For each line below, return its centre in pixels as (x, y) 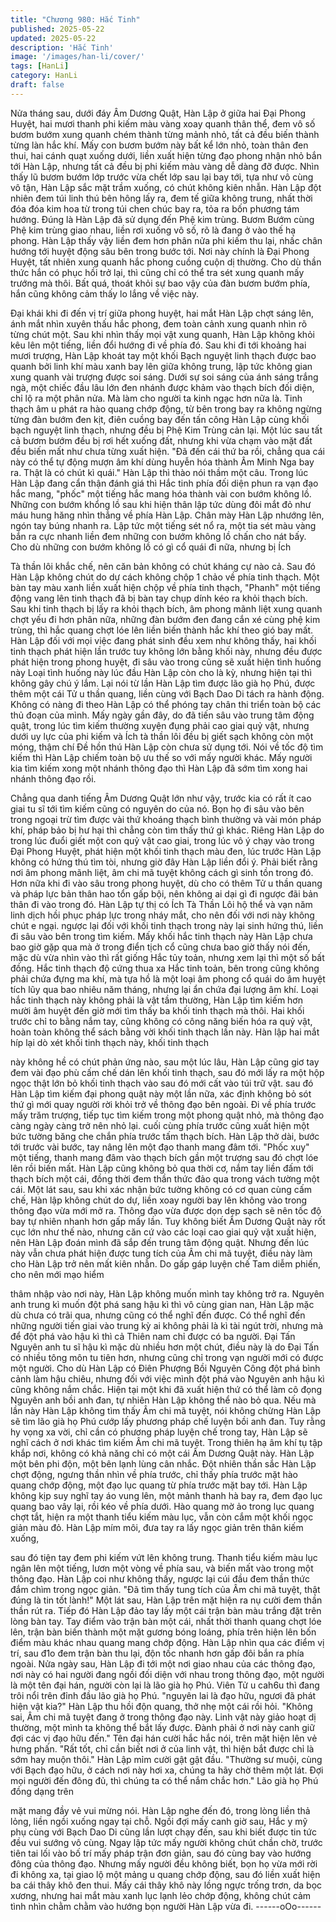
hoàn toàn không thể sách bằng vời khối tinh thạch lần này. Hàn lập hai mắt (165, 1032)
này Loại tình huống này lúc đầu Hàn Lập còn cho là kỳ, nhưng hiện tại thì (161, 672)
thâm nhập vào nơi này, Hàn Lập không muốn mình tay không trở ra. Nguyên (167, 1293)
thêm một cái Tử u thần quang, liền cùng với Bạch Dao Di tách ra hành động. (167, 693)
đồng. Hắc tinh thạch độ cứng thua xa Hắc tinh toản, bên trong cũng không (165, 968)
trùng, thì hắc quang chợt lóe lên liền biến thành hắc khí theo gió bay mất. (162, 630)
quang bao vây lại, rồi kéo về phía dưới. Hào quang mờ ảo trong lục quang (162, 1506)
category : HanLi (44, 76)
